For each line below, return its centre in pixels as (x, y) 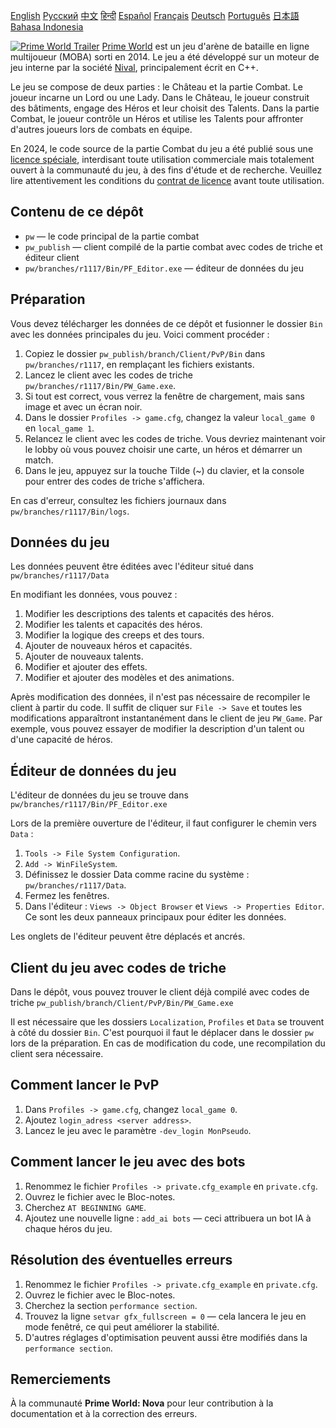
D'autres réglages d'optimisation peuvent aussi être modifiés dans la (166, 1337)
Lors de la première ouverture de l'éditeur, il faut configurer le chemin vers (163, 823)
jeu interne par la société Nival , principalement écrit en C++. (134, 67)
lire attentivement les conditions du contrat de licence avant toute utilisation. (167, 180)
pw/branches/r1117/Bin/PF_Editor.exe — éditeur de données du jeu (164, 268)
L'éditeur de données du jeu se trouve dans (99, 795)
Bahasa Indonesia (47, 27)
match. (39, 460)
